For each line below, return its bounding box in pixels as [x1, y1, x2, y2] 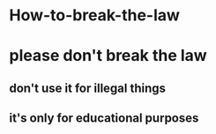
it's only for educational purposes [9, 111, 199, 126]
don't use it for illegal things [9, 80, 166, 95]
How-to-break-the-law [9, 5, 181, 26]
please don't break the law [9, 46, 207, 66]
